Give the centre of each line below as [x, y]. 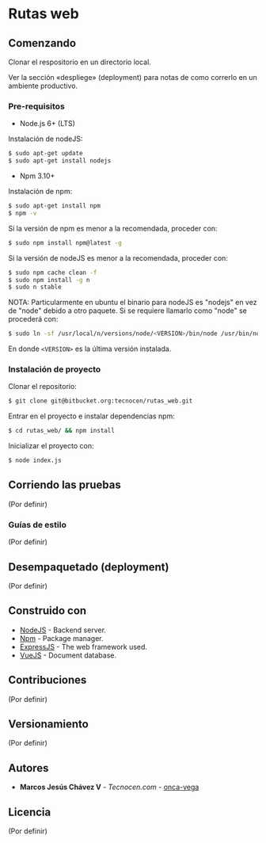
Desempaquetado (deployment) [89, 567]
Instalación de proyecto [55, 369]
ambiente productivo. [43, 86]
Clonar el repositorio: [42, 387]
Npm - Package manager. [61, 638]
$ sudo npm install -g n [49, 280]
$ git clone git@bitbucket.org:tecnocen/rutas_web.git [101, 401]
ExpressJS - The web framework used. [84, 647]
